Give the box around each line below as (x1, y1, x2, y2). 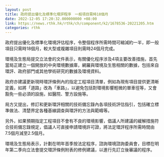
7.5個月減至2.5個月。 (5, 131, 47, 136)
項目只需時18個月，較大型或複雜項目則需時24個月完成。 (5, 46, 118, 52)
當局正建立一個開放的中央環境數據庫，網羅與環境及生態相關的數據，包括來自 (5, 62, 159, 68)
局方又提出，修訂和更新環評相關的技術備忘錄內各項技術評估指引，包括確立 (5, 102, 155, 107)
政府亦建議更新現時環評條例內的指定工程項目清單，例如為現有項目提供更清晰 (5, 79, 159, 85)
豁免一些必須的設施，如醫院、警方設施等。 (5, 91, 91, 97)
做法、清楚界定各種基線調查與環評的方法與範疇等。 (9, 107, 112, 113)
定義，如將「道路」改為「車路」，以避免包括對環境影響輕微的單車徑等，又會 (5, 85, 157, 91)
